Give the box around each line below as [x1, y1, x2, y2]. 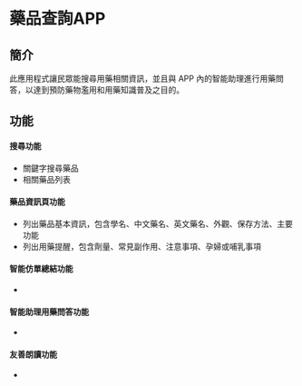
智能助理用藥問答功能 [9, 306, 89, 317]
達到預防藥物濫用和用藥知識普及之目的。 [33, 84, 184, 95]
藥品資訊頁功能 [9, 196, 65, 207]
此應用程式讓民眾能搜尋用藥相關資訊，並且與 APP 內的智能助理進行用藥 [9, 74, 277, 84]
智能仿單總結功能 [9, 263, 73, 274]
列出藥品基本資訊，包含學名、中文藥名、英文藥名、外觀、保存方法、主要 [22, 218, 293, 229]
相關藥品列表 [22, 173, 71, 184]
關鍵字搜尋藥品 [22, 163, 79, 173]
